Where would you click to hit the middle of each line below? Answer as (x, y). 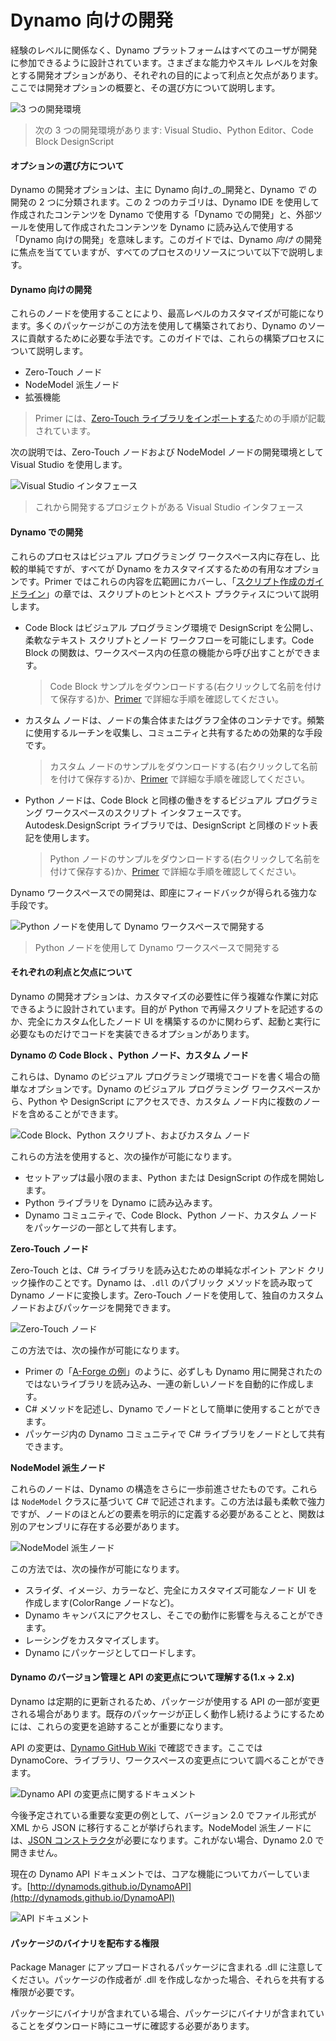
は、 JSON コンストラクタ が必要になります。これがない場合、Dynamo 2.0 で (167, 1840)
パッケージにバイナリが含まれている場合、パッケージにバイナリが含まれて (163, 2013)
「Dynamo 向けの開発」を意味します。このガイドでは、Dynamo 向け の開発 (166, 240)
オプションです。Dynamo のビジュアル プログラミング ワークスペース (169, 1088)
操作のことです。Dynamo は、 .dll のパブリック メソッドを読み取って (170, 1282)
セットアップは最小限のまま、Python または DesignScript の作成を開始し (174, 1177)
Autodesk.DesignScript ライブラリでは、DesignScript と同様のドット (167, 825)
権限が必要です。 (45, 1992)
